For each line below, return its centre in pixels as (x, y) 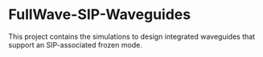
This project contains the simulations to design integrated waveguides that (132, 36)
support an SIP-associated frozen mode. (75, 44)
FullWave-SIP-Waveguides (100, 15)
